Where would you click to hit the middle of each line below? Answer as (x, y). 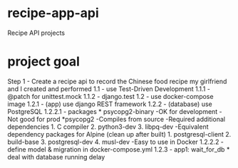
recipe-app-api (53, 13)
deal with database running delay (56, 157)
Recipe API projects (36, 33)
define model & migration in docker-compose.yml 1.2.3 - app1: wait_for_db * (119, 149)
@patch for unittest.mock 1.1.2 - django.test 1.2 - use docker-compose (110, 96)
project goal (44, 62)
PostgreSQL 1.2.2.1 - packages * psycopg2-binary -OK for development (113, 111)
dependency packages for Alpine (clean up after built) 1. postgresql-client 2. (119, 134)
